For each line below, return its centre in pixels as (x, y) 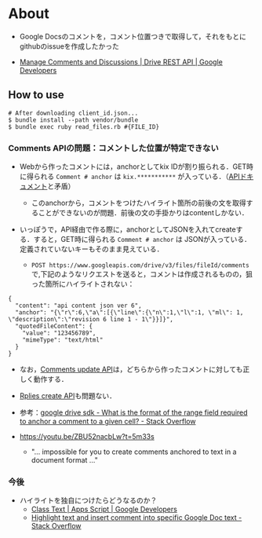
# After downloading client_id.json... (73, 113)
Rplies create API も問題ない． (67, 396)
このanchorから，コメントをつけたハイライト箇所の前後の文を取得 (138, 203)
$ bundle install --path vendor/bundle (73, 120)
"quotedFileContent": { (54, 327)
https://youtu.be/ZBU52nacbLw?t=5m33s (87, 437)
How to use (36, 95)
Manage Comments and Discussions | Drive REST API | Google (121, 62)
